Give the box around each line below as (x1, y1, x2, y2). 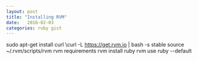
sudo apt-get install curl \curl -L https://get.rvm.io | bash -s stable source (6, 41, 184, 48)
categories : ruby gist (6, 25, 62, 31)
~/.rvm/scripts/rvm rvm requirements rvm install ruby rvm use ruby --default (6, 48, 192, 55)
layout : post (6, 8, 38, 15)
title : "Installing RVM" (6, 14, 67, 20)
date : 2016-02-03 (6, 19, 54, 25)
